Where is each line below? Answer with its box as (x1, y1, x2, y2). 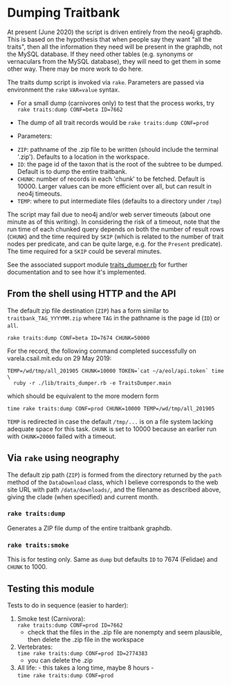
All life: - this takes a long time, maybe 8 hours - (17, 664, 154, 672)
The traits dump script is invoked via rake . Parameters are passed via (7, 78, 204, 86)
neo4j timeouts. (17, 189, 62, 198)
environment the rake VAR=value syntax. (7, 85, 120, 94)
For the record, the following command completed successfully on (7, 347, 196, 355)
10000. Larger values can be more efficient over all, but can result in (17, 182, 212, 190)
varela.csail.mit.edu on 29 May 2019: (7, 354, 112, 362)
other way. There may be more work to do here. (7, 64, 143, 73)
